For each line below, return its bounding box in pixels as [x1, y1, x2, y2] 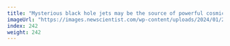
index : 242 [7, 22, 38, 29]
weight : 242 [7, 28, 41, 36]
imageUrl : [7, 16, 36, 23]
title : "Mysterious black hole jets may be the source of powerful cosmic [7, 9, 225, 17]
